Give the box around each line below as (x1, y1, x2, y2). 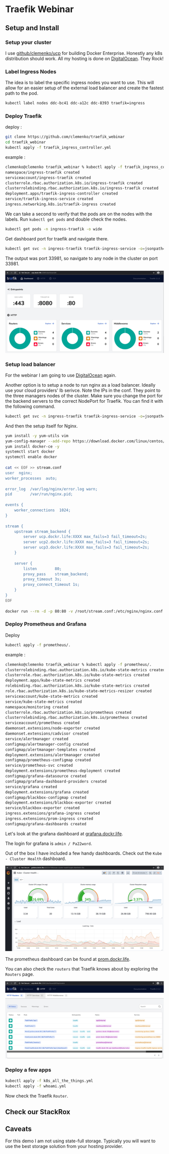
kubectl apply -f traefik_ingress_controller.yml (5, 145, 112, 150)
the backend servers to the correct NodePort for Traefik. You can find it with (5, 398, 163, 404)
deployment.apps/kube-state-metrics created (5, 678, 100, 683)
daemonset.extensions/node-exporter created (5, 726, 100, 731)
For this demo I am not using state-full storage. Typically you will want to (5, 1138, 156, 1144)
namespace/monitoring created (5, 704, 69, 709)
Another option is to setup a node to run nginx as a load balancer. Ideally (5, 382, 156, 388)
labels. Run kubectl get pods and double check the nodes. (5, 216, 127, 222)
